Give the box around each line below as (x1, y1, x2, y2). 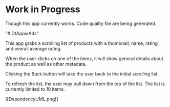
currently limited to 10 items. (5, 86, 65, 92)
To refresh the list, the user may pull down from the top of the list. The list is (5, 81, 165, 87)
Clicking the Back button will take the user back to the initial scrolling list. (5, 70, 159, 77)
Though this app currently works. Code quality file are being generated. (5, 20, 157, 26)
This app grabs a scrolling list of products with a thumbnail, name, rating (5, 40, 158, 46)
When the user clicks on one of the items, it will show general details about (5, 55, 164, 62)
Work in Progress (5, 4, 80, 15)
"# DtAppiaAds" (5, 30, 39, 36)
